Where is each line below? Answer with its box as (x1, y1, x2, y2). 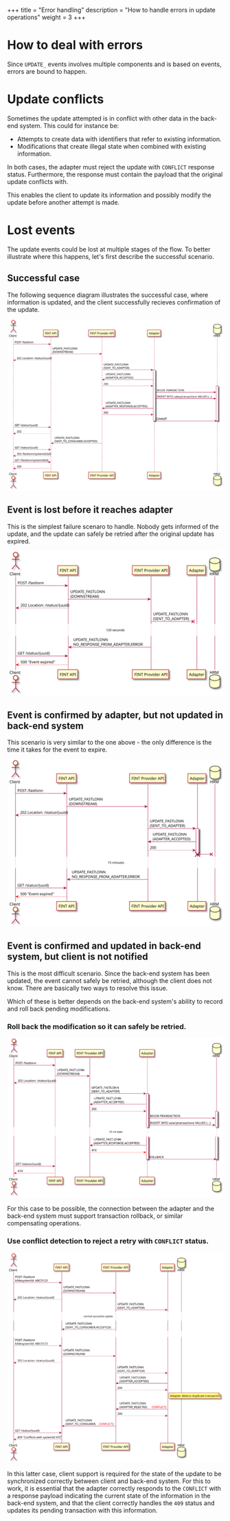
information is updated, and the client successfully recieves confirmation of (7, 298, 221, 306)
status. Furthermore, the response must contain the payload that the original (7, 170, 223, 178)
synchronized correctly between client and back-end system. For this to (7, 1477, 211, 1485)
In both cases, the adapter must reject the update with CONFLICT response (7, 163, 215, 171)
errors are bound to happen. (7, 67, 87, 75)
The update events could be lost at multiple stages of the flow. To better (7, 245, 211, 253)
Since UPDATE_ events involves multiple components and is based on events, (7, 60, 222, 68)
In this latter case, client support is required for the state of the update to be (7, 1469, 222, 1478)
